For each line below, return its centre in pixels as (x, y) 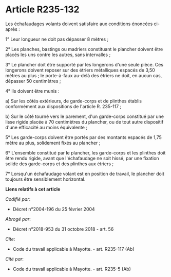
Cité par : (15, 259)
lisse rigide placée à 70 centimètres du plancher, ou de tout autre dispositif (84, 122)
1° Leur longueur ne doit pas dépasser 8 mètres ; (57, 39)
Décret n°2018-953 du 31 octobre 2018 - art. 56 (63, 229)
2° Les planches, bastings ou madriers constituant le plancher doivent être (84, 49)
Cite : (10, 239)
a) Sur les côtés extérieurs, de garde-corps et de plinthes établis (74, 101)
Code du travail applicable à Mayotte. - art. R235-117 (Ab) (73, 249)
